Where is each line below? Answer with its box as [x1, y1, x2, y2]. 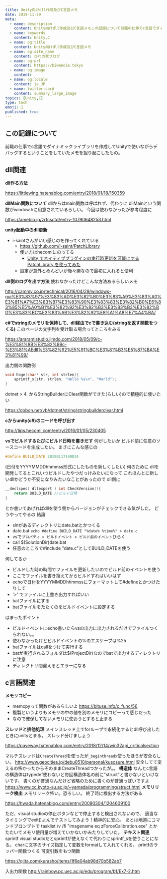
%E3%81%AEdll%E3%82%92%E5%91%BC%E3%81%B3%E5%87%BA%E [5, 347, 160, 353]
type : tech [5, 100, 28, 105]
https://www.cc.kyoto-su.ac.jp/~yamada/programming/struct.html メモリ [5, 784, 155, 790]
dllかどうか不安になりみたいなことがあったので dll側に [9, 476, 121, 482]
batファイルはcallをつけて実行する [12, 644, 83, 650]
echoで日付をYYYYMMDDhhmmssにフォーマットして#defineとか [12, 579, 148, 585]
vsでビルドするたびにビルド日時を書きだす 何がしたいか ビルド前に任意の [5, 438, 157, 444]
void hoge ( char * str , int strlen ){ [5, 372, 79, 377]
